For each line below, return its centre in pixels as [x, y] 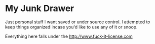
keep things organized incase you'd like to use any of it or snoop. [71, 27]
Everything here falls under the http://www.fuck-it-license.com [69, 36]
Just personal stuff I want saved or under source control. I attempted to [78, 22]
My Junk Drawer [39, 8]
